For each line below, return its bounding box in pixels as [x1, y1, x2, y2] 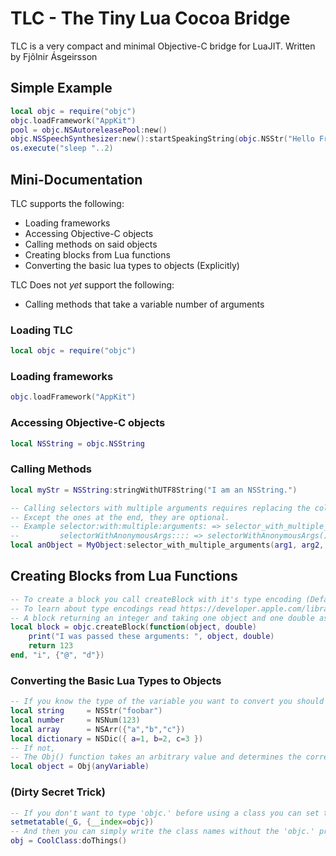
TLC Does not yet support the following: [10, 278, 175, 291]
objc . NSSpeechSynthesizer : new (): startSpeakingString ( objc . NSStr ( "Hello [10, 134, 315, 144]
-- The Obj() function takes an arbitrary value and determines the [10, 752, 302, 762]
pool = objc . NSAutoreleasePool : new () [10, 125, 168, 135]
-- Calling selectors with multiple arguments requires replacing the [10, 503, 311, 513]
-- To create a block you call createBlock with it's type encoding [10, 594, 302, 604]
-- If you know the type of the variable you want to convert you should [10, 697, 325, 707]
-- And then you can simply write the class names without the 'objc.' [10, 827, 315, 837]
